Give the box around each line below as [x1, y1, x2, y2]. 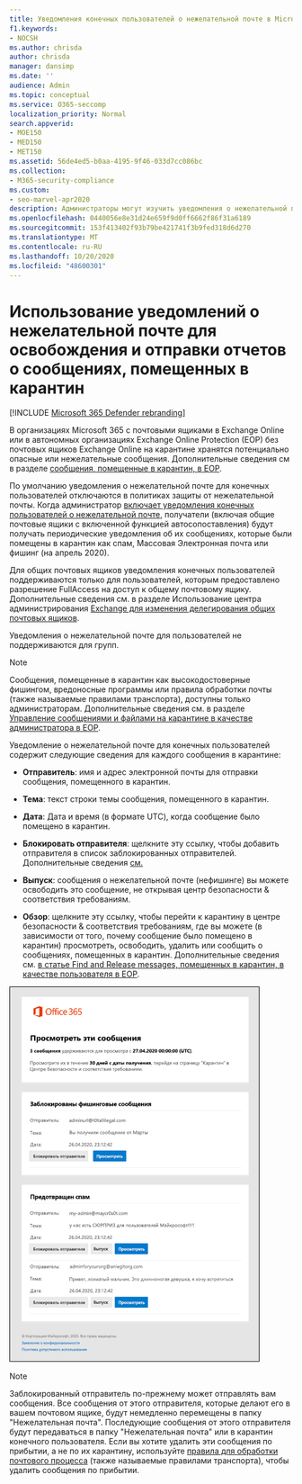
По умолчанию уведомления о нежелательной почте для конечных [9, 481, 270, 491]
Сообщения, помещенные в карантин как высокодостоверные [9, 675, 251, 686]
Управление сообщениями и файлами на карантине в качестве [9, 713, 253, 724]
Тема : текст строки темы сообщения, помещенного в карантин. [22, 794, 270, 805]
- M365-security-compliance [9, 175, 115, 184]
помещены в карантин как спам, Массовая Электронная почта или [9, 538, 269, 549]
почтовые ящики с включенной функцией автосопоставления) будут [9, 518, 274, 530]
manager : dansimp [9, 62, 75, 71]
